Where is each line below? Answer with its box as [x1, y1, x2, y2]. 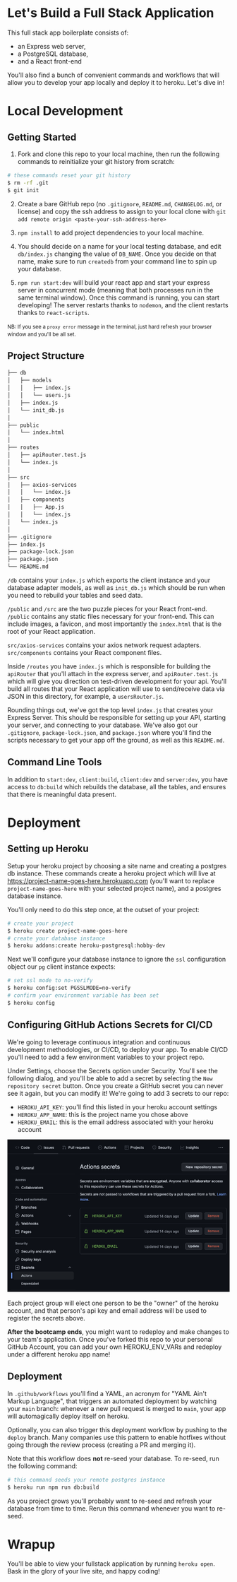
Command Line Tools [7, 756, 102, 768]
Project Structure [7, 350, 85, 362]
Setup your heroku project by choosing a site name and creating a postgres [7, 861, 227, 870]
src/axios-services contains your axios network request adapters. [7, 641, 202, 649]
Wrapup [7, 1536, 56, 1552]
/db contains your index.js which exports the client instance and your [7, 576, 211, 584]
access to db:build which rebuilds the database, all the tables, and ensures [7, 782, 226, 791]
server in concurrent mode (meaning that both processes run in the [17, 285, 214, 294]
